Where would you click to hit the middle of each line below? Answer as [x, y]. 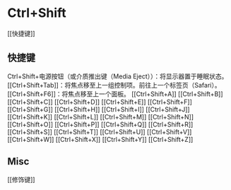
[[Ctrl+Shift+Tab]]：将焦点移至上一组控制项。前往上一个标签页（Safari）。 [114, 85]
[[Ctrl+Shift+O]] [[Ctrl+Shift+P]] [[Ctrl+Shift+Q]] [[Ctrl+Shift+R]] [100, 124]
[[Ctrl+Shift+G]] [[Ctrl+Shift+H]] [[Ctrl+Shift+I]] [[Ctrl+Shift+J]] [99, 109]
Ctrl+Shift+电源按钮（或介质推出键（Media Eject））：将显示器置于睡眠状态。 [118, 76]
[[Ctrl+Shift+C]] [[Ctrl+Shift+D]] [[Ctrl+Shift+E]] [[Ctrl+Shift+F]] [100, 102]
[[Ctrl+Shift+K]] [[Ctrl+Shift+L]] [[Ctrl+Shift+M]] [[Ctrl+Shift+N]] [101, 117]
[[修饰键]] [21, 179]
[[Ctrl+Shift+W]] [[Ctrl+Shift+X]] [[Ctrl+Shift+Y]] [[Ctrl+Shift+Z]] [100, 139]
